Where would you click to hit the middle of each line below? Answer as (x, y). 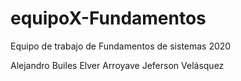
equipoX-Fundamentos (108, 18)
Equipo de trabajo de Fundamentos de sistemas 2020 (121, 46)
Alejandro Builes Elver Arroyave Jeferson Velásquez (117, 65)
